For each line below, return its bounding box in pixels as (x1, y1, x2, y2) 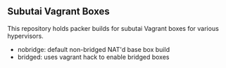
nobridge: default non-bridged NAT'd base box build (17, 45, 170, 53)
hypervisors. (7, 32, 44, 40)
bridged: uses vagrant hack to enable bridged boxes (17, 53, 170, 61)
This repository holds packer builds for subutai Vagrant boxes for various (7, 24, 220, 32)
